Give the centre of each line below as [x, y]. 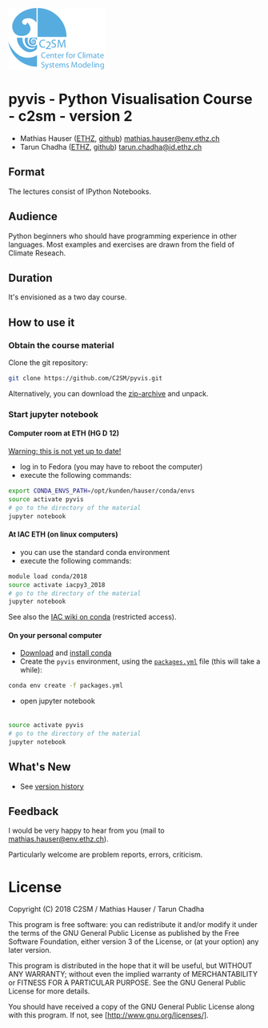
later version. [30, 950]
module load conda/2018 [48, 576]
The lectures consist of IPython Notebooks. [80, 191]
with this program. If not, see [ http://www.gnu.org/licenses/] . [109, 1015]
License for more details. [49, 991]
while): [31, 670]
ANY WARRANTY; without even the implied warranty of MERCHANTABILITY [133, 974]
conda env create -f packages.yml [66, 686]
